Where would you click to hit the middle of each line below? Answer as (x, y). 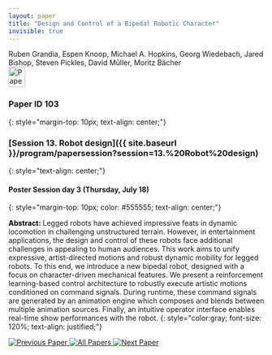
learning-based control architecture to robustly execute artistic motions (128, 284)
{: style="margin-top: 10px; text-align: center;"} (87, 122)
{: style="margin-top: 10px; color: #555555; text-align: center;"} (115, 207)
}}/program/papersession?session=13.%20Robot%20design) (134, 153)
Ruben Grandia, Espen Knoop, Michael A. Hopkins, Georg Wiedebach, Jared (136, 54)
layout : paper (32, 16)
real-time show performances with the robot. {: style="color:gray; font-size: (135, 318)
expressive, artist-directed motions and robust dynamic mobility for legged (134, 258)
